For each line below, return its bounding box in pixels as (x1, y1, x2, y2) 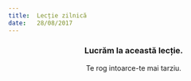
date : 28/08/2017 (8, 19, 73, 27)
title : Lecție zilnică (8, 11, 88, 20)
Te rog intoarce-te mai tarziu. (86, 63, 181, 72)
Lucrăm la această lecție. (84, 45, 184, 56)
